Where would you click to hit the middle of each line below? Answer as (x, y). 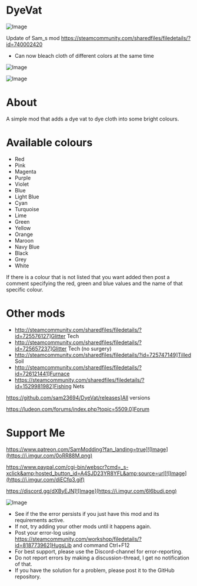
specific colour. (25, 289)
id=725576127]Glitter (40, 336)
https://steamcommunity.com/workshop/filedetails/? (78, 539)
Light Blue (27, 197)
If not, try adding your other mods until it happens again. (83, 526)
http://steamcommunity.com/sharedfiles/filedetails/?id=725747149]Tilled (103, 355)
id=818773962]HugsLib (43, 545)
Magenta (25, 171)
